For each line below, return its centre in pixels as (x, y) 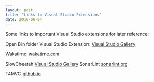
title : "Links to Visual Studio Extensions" (53, 15)
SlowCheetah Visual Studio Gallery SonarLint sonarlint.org (67, 64)
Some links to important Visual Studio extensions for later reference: (77, 34)
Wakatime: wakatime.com (32, 54)
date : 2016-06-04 (24, 19)
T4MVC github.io (23, 74)
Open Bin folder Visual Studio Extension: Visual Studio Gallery (70, 44)
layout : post (19, 10)
